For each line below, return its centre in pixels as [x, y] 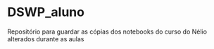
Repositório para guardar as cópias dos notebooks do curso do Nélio [107, 31]
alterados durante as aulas [46, 38]
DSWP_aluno [46, 12]
